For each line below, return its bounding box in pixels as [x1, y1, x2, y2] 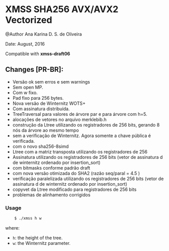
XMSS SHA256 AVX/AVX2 [5, 4, 119, 15]
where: [5, 225, 20, 231]
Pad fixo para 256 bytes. [12, 95, 64, 101]
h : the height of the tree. [12, 234, 63, 241]
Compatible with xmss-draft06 [5, 51, 71, 57]
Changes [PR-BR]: [5, 65, 64, 74]
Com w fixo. [12, 90, 38, 96]
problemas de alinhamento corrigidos [12, 191, 91, 198]
